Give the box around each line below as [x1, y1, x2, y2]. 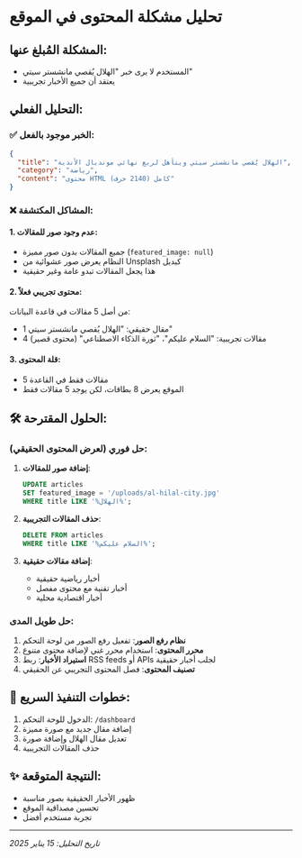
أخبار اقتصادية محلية [35, 592, 103, 603]
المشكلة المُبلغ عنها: [9, 42, 108, 58]
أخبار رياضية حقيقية [35, 572, 101, 583]
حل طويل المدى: [9, 615, 75, 627]
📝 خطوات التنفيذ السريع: [9, 689, 130, 705]
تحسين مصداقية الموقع [22, 802, 99, 813]
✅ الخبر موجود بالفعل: [9, 129, 95, 141]
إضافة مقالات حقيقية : [22, 555, 93, 566]
